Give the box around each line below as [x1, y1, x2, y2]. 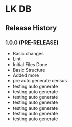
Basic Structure [12, 67, 45, 73]
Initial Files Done [12, 61, 47, 67]
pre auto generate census [12, 77, 67, 83]
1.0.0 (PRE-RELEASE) [5, 39, 59, 46]
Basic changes [12, 50, 44, 56]
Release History [5, 24, 57, 32]
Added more [12, 72, 39, 78]
